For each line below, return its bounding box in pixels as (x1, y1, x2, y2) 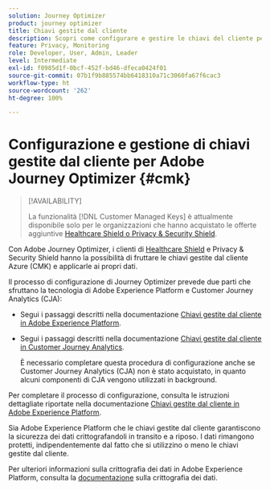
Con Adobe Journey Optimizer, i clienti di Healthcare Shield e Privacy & (8, 244, 244, 254)
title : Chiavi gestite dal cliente (8, 27, 128, 35)
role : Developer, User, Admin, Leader (8, 49, 138, 57)
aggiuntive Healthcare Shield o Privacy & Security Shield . (27, 229, 218, 239)
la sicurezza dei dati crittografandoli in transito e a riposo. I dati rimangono (8, 431, 255, 442)
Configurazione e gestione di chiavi (8, 136, 251, 153)
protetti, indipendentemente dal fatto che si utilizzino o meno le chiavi (8, 440, 239, 450)
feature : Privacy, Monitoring (8, 42, 110, 50)
